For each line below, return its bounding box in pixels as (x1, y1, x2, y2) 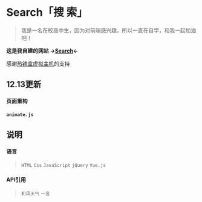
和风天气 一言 (21, 191, 50, 197)
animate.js (6, 111, 34, 118)
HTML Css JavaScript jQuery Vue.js (21, 163, 106, 169)
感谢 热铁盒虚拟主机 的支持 (6, 60, 70, 67)
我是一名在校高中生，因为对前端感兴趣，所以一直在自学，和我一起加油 (21, 27, 197, 34)
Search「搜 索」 (6, 5, 88, 19)
